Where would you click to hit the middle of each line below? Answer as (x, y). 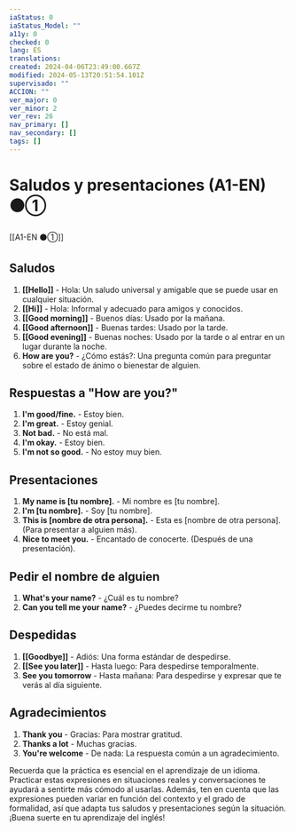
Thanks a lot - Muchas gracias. (79, 743)
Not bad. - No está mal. (65, 433)
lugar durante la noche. (65, 346)
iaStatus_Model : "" (45, 26)
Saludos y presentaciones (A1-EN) (138, 185)
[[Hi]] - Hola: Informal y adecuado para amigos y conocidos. (132, 308)
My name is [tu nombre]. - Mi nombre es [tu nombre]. (120, 502)
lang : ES (25, 51)
